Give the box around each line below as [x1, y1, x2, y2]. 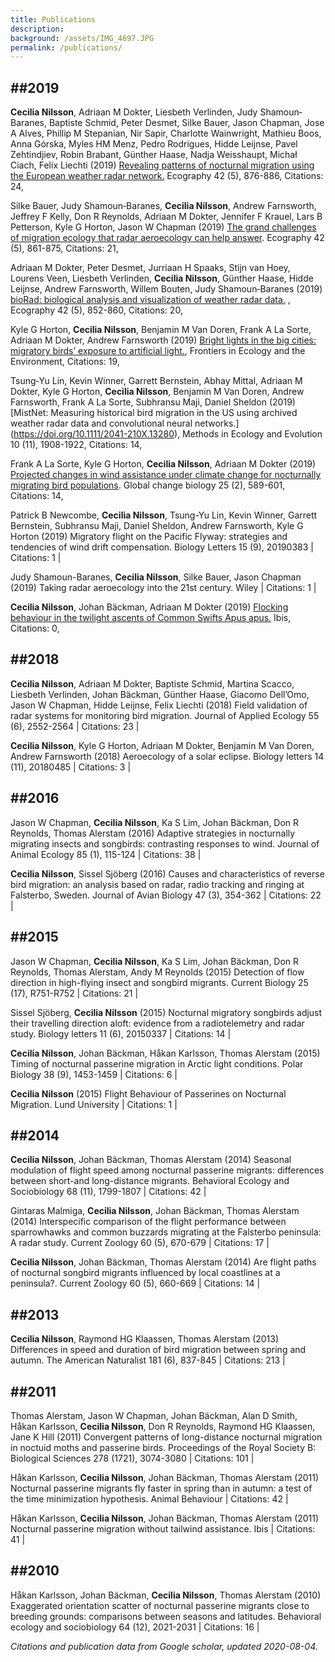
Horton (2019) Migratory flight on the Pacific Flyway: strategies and [10, 531, 288, 543]
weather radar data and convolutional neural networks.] [10, 417, 240, 430]
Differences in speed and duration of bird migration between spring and [10, 1344, 307, 1356]
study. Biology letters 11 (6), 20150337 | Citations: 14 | [10, 1027, 232, 1040]
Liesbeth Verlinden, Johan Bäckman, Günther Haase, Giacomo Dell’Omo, [10, 688, 310, 700]
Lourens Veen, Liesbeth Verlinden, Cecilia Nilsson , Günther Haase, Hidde [10, 272, 314, 285]
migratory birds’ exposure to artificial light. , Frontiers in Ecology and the [10, 345, 306, 357]
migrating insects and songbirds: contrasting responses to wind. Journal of [10, 837, 320, 850]
